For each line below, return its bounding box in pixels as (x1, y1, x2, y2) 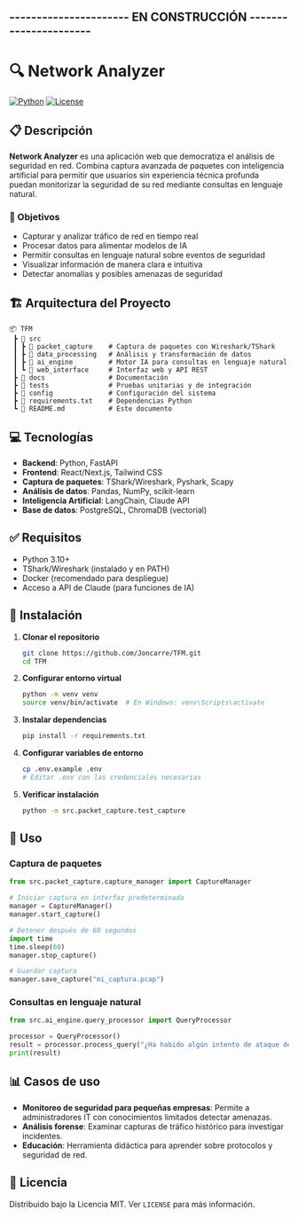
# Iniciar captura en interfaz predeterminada (9, 893, 184, 902)
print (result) (9, 1049, 62, 1057)
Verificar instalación (21, 789, 99, 799)
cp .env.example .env (21, 765, 102, 774)
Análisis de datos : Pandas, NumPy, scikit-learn (21, 486, 195, 497)
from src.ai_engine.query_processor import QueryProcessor (9, 1016, 232, 1025)
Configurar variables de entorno (21, 748, 144, 758)
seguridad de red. (21, 1149, 88, 1159)
